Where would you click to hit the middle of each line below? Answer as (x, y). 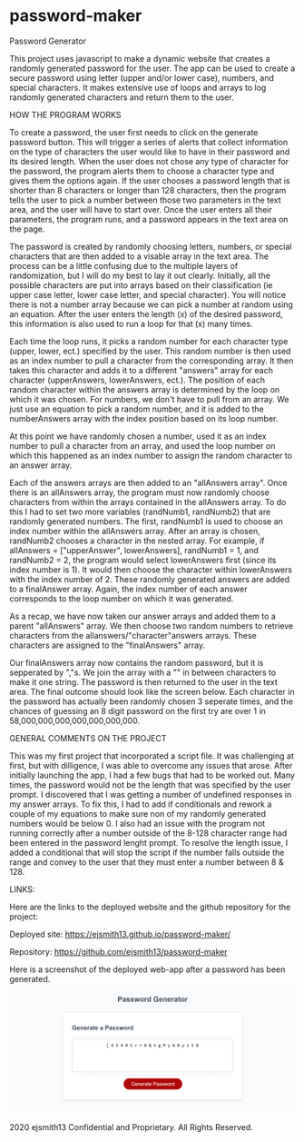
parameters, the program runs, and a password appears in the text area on (149, 219)
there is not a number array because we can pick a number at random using (151, 304)
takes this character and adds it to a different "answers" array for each (142, 370)
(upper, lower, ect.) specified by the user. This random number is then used (150, 351)
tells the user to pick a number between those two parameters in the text (145, 200)
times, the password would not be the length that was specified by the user (150, 785)
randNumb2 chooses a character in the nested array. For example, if (137, 541)
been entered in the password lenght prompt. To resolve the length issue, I (149, 842)
